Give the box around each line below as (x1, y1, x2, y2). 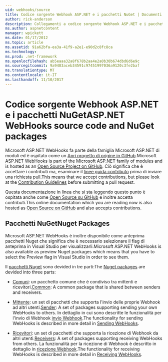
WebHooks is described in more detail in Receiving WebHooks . (12, 351, 142, 357)
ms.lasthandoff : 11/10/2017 (5, 77, 64, 82)
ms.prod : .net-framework (5, 54, 57, 59)
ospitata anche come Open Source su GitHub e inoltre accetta (5, 194, 133, 200)
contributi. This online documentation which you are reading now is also (5, 199, 152, 205)
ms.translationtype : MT (5, 68, 55, 73)
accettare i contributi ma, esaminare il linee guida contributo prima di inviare (5, 168, 162, 174)
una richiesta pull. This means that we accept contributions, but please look (5, 174, 160, 180)
